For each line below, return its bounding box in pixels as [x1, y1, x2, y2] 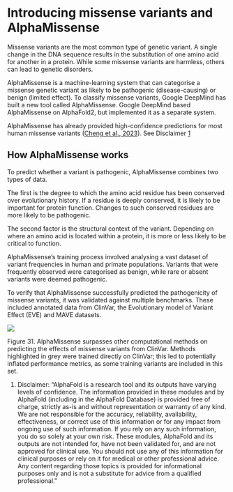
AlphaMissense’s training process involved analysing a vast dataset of [7, 252, 209, 261]
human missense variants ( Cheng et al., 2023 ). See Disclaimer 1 [7, 129, 190, 137]
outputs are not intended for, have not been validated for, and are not [17, 439, 216, 447]
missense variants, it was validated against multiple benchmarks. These [7, 295, 214, 304]
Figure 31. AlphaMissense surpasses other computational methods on [7, 337, 208, 346]
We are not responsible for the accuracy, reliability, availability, [17, 410, 197, 418]
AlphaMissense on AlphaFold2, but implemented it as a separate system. [7, 108, 216, 116]
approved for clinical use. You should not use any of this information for [17, 447, 223, 455]
